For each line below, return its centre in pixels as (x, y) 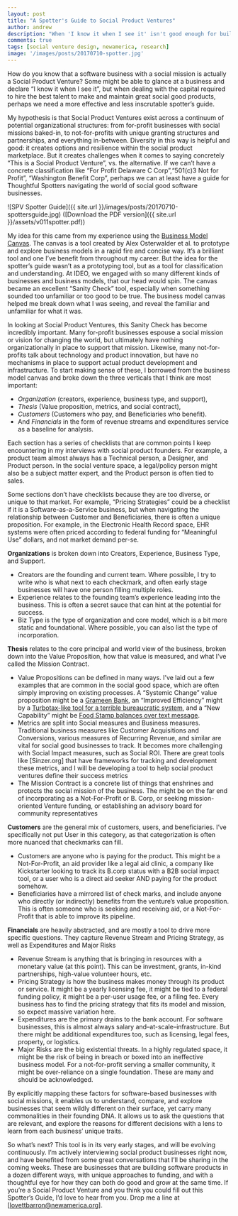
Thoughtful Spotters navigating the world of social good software (103, 185)
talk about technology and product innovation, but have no (113, 355)
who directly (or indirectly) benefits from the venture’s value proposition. (123, 901)
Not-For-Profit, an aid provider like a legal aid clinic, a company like (115, 863)
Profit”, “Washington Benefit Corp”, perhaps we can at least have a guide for (118, 177)
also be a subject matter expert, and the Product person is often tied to (110, 473)
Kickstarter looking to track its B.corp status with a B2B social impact (118, 871)
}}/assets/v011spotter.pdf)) (46, 221)
